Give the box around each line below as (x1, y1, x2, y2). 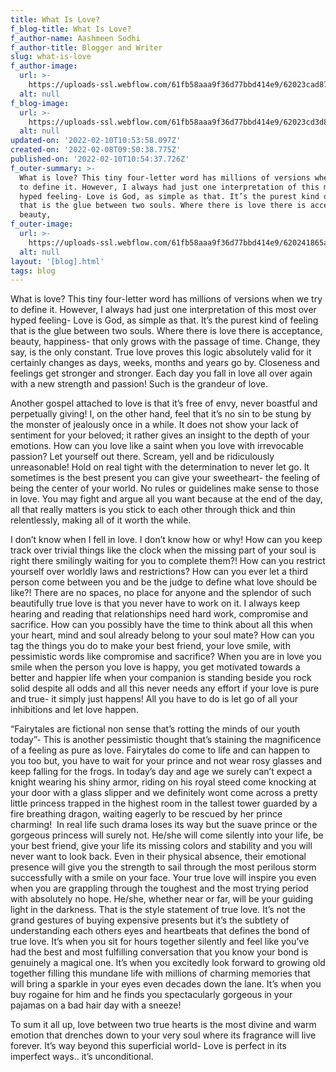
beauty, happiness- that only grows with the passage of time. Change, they (10, 336, 321, 348)
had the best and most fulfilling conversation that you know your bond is (10, 946, 309, 958)
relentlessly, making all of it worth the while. (10, 514, 192, 526)
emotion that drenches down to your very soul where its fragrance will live (10, 1029, 317, 1041)
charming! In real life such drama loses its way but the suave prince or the (10, 819, 318, 831)
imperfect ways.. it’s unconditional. (10, 1051, 154, 1063)
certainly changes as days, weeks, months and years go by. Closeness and (10, 357, 320, 369)
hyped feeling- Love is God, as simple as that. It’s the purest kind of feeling (10, 314, 319, 326)
